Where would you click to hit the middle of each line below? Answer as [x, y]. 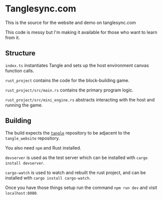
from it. [12, 37]
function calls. [20, 70]
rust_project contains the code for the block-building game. [67, 80]
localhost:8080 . [22, 192]
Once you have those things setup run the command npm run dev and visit [81, 187]
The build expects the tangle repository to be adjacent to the [68, 132]
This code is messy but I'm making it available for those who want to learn [81, 32]
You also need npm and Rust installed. [43, 147]
